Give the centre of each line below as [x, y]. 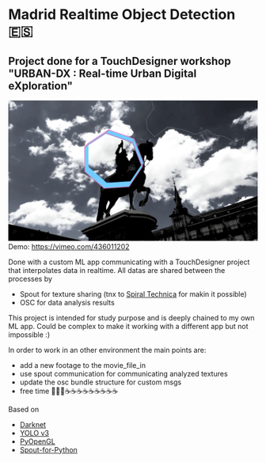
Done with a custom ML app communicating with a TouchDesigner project [129, 262]
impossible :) [29, 335]
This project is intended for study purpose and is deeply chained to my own [131, 317]
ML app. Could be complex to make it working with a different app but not [128, 326]
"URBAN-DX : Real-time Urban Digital [103, 73]
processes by [30, 278]
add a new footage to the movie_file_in [83, 365]
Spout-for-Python [48, 449]
